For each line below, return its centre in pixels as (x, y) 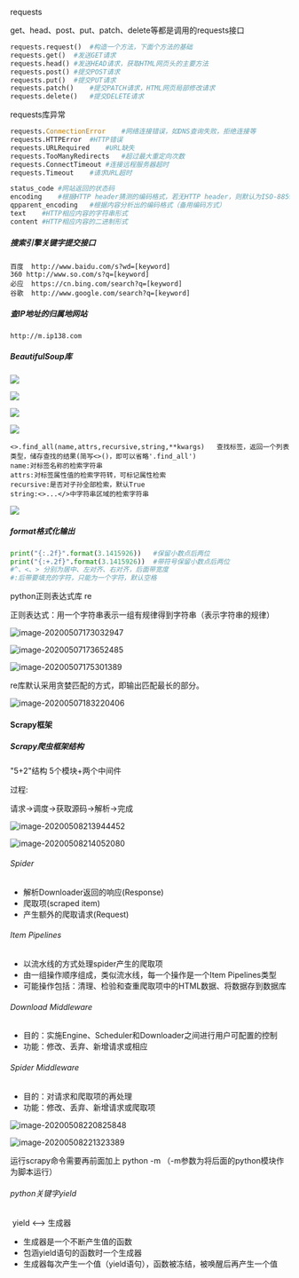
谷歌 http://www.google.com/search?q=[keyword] (100, 293)
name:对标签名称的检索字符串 (56, 465)
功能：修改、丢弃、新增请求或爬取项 (89, 1107)
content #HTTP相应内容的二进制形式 (69, 221)
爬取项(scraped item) (62, 903)
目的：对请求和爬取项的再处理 (77, 1096)
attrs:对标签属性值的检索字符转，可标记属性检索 (88, 475)
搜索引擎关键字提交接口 (53, 243)
